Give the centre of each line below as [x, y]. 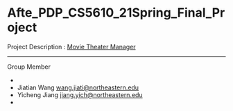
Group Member [29, 67]
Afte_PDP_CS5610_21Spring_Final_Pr [116, 13]
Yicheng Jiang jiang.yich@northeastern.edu [80, 94]
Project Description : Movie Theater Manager [72, 46]
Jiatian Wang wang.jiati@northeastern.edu [78, 87]
